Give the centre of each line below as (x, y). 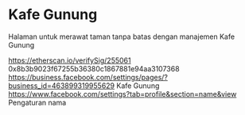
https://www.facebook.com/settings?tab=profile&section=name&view (122, 94)
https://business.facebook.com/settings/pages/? (88, 77)
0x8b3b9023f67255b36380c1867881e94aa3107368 (94, 68)
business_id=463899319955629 (62, 86)
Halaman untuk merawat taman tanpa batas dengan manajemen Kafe (122, 36)
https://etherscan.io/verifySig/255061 (70, 60)
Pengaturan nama (37, 102)
